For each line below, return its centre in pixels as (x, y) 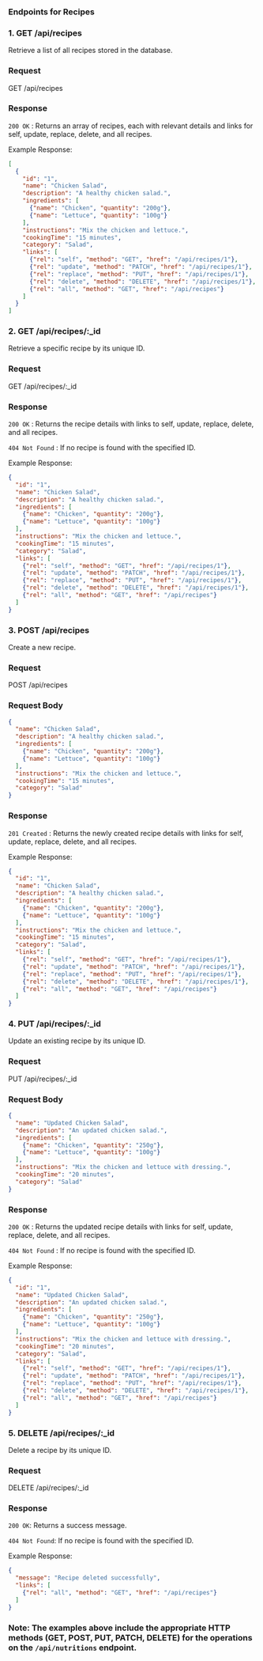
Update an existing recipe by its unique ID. (77, 1041)
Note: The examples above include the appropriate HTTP (119, 1628)
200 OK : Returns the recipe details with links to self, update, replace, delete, (131, 424)
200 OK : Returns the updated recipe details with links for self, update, (121, 1226)
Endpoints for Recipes (51, 12)
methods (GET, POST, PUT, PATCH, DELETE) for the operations (130, 1637)
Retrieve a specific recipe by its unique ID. (77, 348)
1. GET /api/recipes (45, 32)
